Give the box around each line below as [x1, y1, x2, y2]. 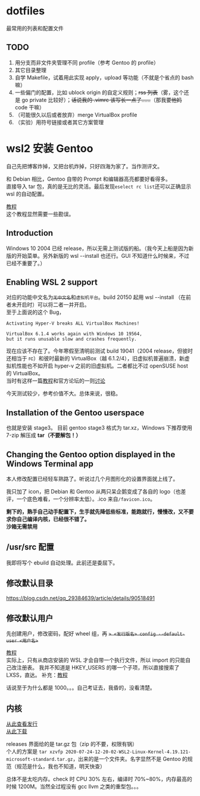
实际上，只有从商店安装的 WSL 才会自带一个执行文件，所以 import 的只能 [6, 656, 186, 664]
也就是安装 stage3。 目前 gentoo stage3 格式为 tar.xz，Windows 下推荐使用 [6, 424, 192, 431]
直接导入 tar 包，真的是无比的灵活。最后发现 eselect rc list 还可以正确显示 [6, 183, 192, 190]
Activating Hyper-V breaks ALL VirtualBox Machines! [6, 320, 140, 326]
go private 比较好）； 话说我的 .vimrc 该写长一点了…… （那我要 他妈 [21, 96, 182, 103]
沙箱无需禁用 [6, 523, 37, 530]
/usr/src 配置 [6, 542, 55, 553]
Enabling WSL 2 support [6, 277, 98, 287]
